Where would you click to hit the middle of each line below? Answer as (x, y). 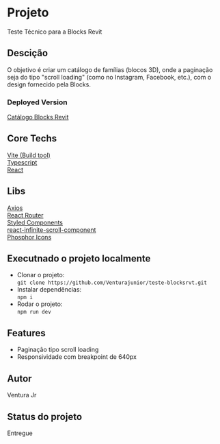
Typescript (22, 162)
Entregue (20, 433)
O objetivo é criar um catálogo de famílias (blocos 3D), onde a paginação (110, 69)
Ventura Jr (22, 395)
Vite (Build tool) (29, 155)
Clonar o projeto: (41, 275)
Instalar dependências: (49, 290)
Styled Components (35, 222)
